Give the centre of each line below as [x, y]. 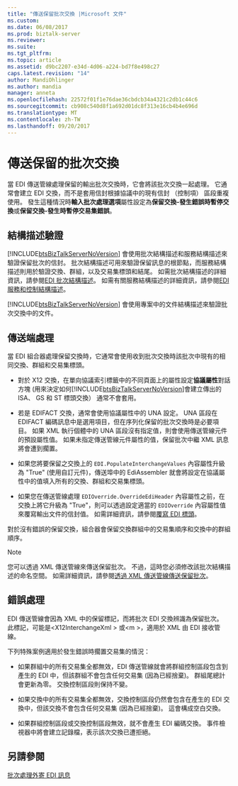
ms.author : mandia [34, 87]
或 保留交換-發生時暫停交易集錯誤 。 [65, 211]
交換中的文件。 [35, 314]
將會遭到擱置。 [39, 448]
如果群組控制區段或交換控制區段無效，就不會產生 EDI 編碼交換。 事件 [118, 723]
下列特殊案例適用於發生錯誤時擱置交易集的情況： [79, 651]
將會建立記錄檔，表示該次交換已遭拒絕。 [95, 732]
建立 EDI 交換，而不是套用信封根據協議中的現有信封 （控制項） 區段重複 [124, 193]
